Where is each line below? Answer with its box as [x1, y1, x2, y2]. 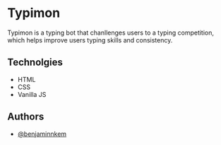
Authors [7, 111, 44, 123]
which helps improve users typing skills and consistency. [7, 35, 173, 44]
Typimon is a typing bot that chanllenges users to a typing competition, [7, 28, 214, 37]
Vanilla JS [17, 90, 47, 98]
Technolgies [7, 57, 64, 69]
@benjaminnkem [17, 129, 67, 138]
